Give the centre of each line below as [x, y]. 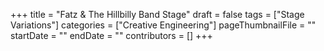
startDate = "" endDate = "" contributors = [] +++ [111, 35]
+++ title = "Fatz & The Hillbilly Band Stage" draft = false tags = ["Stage [157, 14]
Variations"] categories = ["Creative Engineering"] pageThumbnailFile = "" [163, 25]
